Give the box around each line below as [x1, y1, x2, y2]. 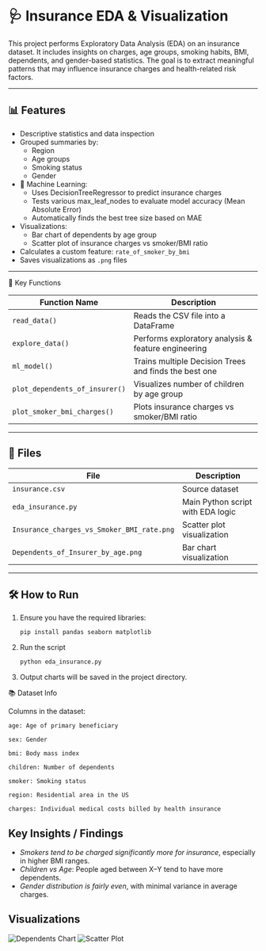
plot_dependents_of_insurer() [12, 384, 127, 393]
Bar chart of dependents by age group [31, 230, 157, 239]
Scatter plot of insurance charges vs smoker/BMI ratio [31, 238, 208, 247]
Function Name [39, 296, 99, 307]
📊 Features [8, 104, 66, 117]
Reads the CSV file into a [133, 310, 226, 321]
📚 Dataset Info [8, 688, 58, 698]
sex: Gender [8, 735, 47, 744]
